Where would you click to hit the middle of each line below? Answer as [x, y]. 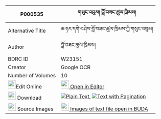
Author [16, 47]
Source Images [35, 109]
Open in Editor [87, 87]
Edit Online [29, 87]
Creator [17, 67]
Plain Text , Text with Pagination [106, 96]
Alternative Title [27, 31]
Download [29, 98]
